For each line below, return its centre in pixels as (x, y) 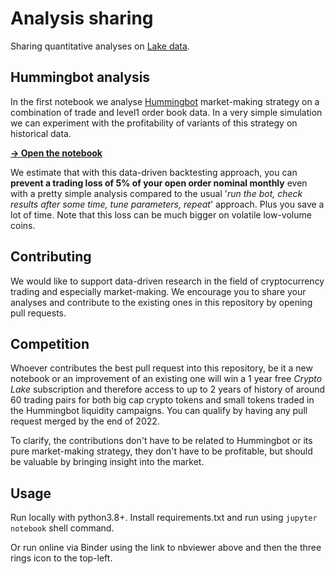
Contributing (51, 257)
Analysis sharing (82, 18)
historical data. (41, 133)
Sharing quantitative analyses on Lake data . (100, 46)
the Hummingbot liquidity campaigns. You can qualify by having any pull (159, 411)
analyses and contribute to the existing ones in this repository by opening (161, 302)
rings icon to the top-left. (61, 558)
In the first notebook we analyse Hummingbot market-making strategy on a (165, 101)
